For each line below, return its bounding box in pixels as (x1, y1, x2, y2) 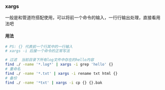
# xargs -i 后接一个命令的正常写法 (5, 48, 70, 54)
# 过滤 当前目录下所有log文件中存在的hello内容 (5, 57, 95, 63)
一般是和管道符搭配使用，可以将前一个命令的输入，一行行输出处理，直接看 (5, 15, 156, 21)
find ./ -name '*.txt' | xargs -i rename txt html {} (5, 71, 118, 76)
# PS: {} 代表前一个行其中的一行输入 (5, 44, 73, 49)
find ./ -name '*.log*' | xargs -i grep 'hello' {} (5, 62, 113, 67)
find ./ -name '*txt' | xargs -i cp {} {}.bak (5, 80, 102, 85)
